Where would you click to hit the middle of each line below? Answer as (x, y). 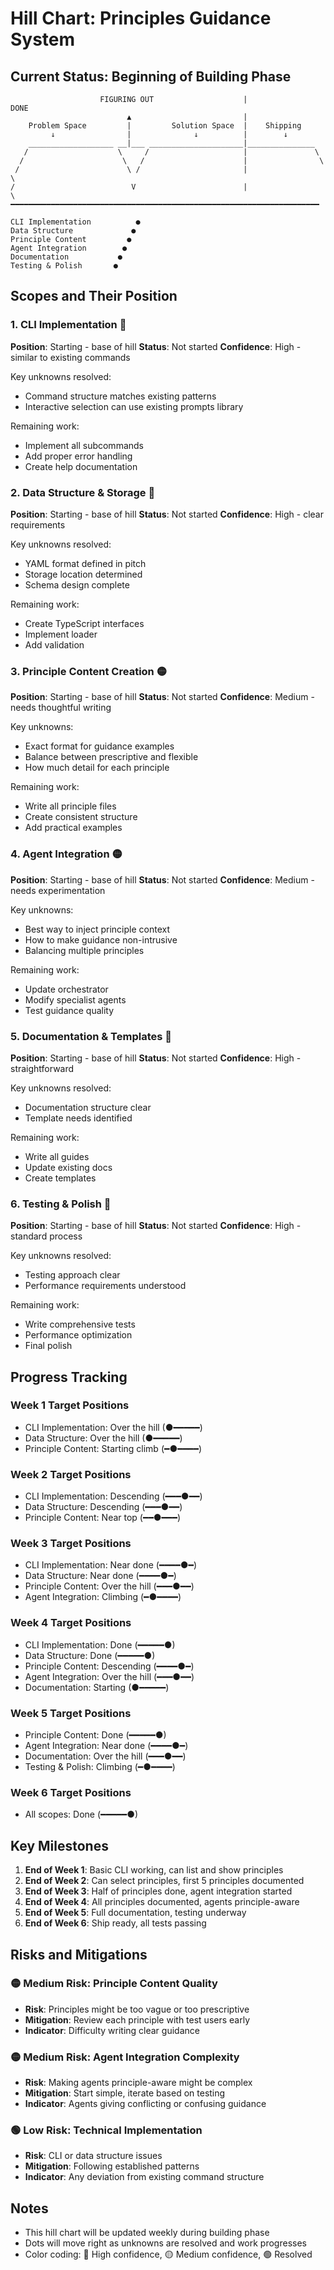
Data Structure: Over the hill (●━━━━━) (103, 1438)
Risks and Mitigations (79, 1954)
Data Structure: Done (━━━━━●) (90, 1655)
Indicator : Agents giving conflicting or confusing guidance (145, 2104)
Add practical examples (73, 828)
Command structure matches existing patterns (120, 396)
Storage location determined (83, 574)
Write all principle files (70, 806)
